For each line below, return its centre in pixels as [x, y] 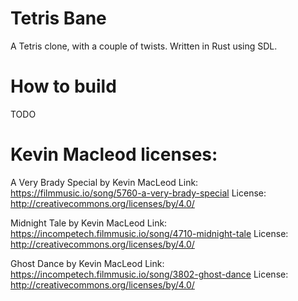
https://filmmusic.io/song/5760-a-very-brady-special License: [138, 193]
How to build [63, 86]
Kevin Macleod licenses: [114, 154]
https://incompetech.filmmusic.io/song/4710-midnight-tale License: [149, 233]
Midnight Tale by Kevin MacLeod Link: [89, 223]
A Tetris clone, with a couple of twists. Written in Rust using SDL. [144, 46]
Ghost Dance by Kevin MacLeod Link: [87, 263]
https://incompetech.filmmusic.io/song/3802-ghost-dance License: [149, 274]
